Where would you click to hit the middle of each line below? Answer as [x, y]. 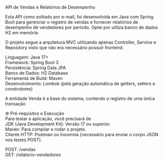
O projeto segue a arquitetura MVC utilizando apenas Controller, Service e [81, 42]
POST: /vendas [20, 149]
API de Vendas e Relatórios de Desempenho [50, 7]
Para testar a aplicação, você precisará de [48, 119]
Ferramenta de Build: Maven [34, 78]
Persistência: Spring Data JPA [35, 68]
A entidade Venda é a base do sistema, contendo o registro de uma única [80, 98]
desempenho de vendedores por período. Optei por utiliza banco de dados [81, 27]
